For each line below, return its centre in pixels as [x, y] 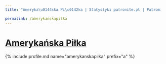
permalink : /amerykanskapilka [36, 18]
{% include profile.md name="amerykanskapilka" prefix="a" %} [70, 57]
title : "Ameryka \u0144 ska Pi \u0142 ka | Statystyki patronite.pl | [75, 10]
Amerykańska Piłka [46, 43]
